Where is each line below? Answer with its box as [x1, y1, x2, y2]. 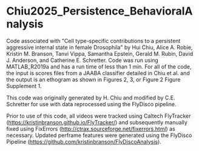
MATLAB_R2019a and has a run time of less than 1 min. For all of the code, [6, 62, 192, 70]
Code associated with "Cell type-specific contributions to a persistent [6, 37, 181, 44]
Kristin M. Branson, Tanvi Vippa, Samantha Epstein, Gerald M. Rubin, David [6, 50, 194, 57]
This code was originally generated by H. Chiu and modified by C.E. [6, 94, 176, 101]
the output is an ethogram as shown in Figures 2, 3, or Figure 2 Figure [6, 76, 181, 83]
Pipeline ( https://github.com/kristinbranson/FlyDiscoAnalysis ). [6, 138, 162, 145]
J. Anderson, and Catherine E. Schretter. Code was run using [6, 56, 159, 64]
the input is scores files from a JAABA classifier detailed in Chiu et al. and [6, 69, 190, 76]
